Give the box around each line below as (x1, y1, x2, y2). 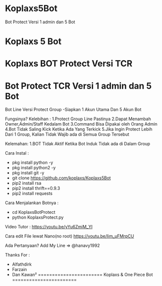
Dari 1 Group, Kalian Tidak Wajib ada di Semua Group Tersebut (5, 131, 130, 137)
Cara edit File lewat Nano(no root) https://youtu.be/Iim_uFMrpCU (5, 233, 134, 239)
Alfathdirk (12, 261, 32, 267)
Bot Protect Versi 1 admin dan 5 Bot (5, 19, 75, 25)
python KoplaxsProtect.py (12, 214, 64, 221)
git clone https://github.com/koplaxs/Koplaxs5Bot (12, 175, 111, 181)
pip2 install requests (12, 191, 53, 196)
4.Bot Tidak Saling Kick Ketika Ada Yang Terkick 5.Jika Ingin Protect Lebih (5, 127, 153, 132)
